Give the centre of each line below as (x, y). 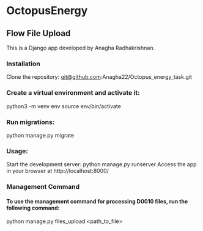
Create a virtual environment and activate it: (73, 93)
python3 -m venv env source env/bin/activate (64, 106)
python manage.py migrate (40, 135)
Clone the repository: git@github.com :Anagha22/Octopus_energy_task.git (99, 77)
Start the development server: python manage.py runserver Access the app (102, 164)
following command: (33, 208)
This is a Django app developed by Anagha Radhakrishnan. (80, 48)
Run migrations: (31, 122)
